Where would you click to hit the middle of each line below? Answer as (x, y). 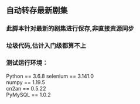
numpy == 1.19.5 (26, 82)
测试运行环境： (27, 63)
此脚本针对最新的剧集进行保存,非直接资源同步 (70, 29)
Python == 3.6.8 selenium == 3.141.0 (50, 76)
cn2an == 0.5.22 (26, 88)
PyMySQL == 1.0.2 (28, 95)
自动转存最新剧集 (37, 11)
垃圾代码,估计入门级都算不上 (46, 46)
